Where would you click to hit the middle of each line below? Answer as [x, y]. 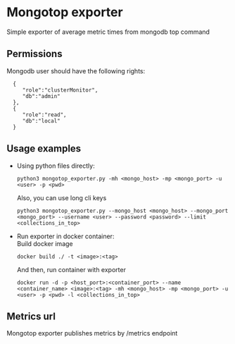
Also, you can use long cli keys [62, 197]
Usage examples [44, 149]
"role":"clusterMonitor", [60, 90]
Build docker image [45, 243]
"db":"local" [41, 121]
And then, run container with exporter [71, 269]
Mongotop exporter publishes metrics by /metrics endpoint [92, 333]
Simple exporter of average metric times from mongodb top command [108, 32]
